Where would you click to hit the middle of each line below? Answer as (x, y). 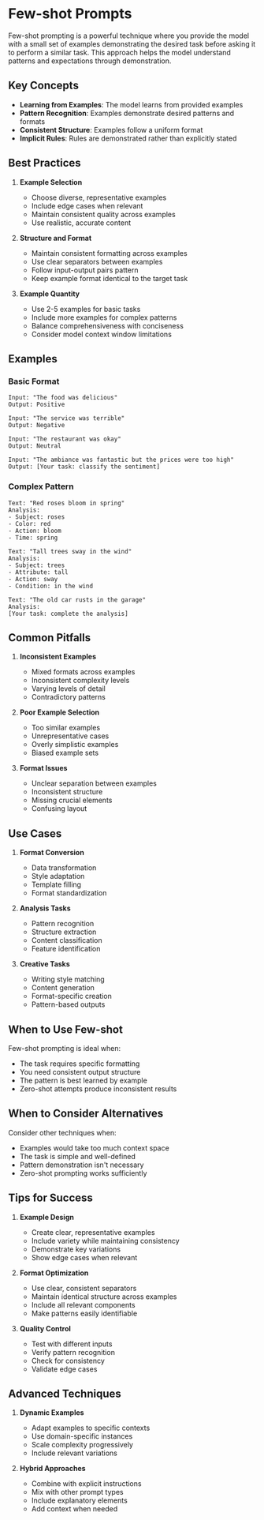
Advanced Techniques (65, 1394)
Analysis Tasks (45, 908)
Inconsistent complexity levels (80, 681)
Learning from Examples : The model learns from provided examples (131, 104)
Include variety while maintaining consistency (105, 1240)
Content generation (63, 988)
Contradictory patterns (69, 697)
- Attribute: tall (38, 572)
